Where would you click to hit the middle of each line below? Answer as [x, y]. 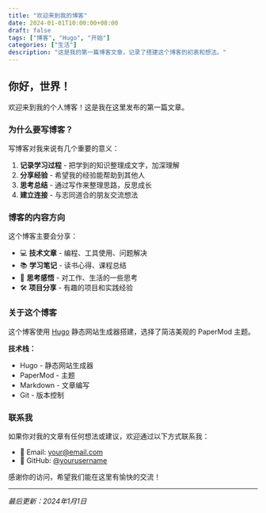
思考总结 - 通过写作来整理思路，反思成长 [86, 185]
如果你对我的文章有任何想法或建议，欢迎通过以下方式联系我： [109, 436]
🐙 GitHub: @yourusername [63, 460]
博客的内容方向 [37, 217]
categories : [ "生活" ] [43, 45]
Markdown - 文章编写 [54, 385]
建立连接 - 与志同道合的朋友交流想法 [79, 195]
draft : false [30, 30]
